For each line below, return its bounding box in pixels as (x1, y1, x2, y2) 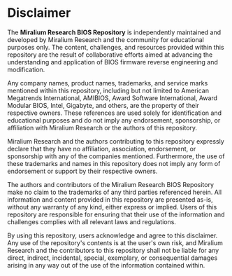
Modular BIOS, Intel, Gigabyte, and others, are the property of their (7, 101, 199, 109)
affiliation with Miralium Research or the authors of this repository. (7, 123, 198, 132)
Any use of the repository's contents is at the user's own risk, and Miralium (7, 238, 224, 247)
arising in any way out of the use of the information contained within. (7, 261, 205, 269)
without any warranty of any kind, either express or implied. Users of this (7, 202, 217, 211)
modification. (7, 65, 45, 74)
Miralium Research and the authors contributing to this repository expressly (7, 137, 225, 145)
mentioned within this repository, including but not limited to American (7, 86, 210, 95)
